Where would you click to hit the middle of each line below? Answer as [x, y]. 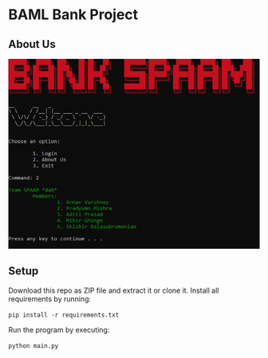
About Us [32, 44]
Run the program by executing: [59, 329]
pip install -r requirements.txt [64, 315]
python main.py [33, 346]
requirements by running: [50, 299]
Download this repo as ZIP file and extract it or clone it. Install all [114, 290]
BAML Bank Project [73, 15]
